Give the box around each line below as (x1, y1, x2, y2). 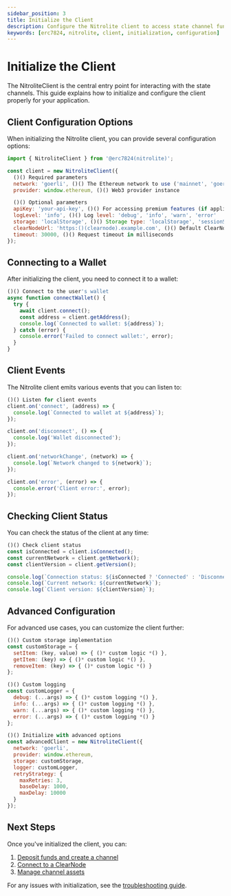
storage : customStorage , (13, 758, 85, 765)
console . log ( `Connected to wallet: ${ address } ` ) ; (19, 320, 165, 327)
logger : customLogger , (13, 764, 78, 771)
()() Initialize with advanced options (7, 732, 122, 739)
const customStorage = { (7, 643, 78, 650)
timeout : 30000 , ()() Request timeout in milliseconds (13, 231, 174, 238)
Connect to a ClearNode (16, 860, 87, 868)
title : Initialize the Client (7, 17, 94, 23)
